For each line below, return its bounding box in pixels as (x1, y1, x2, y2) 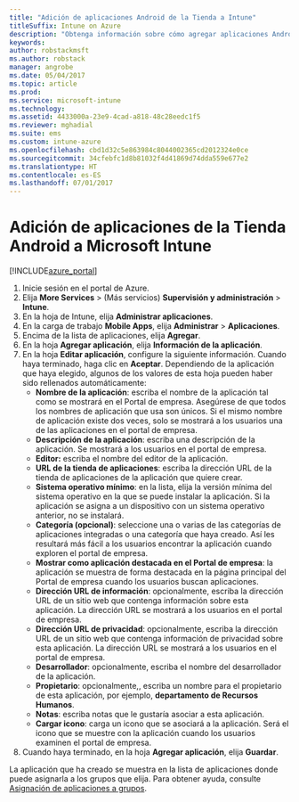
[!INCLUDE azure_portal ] (9, 266, 98, 276)
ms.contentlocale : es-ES (9, 170, 101, 179)
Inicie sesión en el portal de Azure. (21, 282, 149, 294)
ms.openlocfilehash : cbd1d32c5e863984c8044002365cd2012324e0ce (9, 145, 249, 154)
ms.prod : (9, 87, 42, 96)
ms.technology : (9, 104, 66, 113)
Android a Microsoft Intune (9, 236, 212, 257)
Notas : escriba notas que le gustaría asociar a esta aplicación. (35, 709, 265, 720)
